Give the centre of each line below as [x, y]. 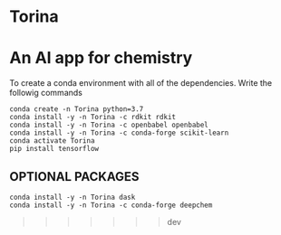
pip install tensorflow [54, 149]
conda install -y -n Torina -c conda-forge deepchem [111, 205]
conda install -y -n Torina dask [73, 197]
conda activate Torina [52, 141]
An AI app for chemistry [101, 58]
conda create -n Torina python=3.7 [77, 109]
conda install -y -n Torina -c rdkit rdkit [93, 117]
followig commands [46, 93]
